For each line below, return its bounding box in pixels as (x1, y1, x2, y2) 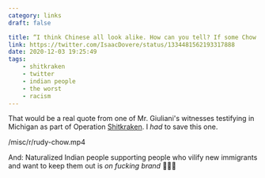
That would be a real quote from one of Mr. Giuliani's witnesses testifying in (8, 114, 255, 123)
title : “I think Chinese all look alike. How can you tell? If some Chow (8, 33, 257, 41)
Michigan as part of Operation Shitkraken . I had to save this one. (8, 122, 218, 131)
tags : (8, 55, 26, 63)
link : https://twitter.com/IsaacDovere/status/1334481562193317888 (8, 40, 236, 48)
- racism (22, 92, 51, 100)
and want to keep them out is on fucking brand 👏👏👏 (8, 161, 176, 171)
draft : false (8, 19, 51, 27)
